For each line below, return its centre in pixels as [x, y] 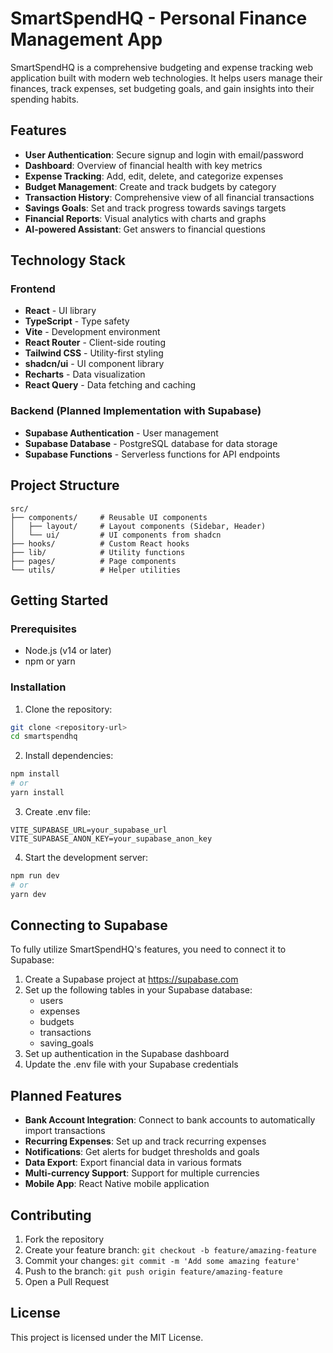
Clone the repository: [68, 709]
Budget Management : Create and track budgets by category [150, 186]
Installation [38, 687]
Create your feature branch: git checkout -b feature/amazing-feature [170, 1249]
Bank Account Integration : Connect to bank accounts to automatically [170, 1120]
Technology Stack [68, 260]
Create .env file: [57, 811]
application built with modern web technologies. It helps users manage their [166, 78]
